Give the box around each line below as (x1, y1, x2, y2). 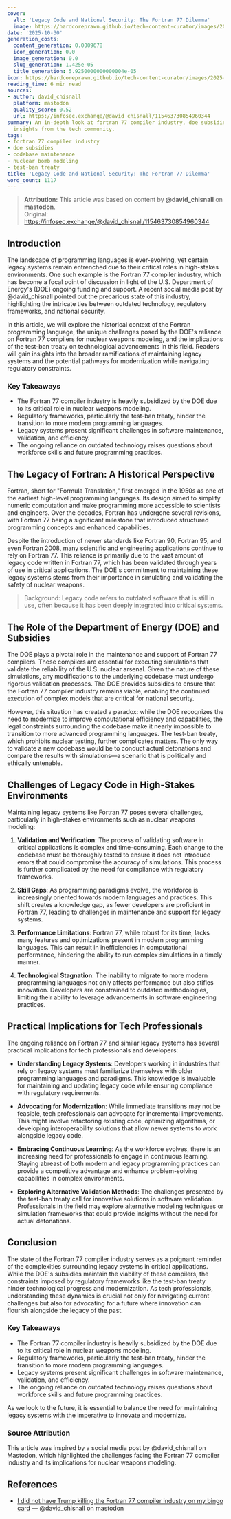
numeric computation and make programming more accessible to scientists (7, 501, 221, 510)
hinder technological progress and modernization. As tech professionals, (7, 1284, 213, 1292)
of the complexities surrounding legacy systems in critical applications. (7, 1262, 208, 1270)
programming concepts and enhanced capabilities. (7, 523, 151, 531)
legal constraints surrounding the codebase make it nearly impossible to (7, 722, 212, 731)
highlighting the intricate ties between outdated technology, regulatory (7, 300, 207, 308)
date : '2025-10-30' (7, 29, 63, 37)
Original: (23, 210, 48, 218)
